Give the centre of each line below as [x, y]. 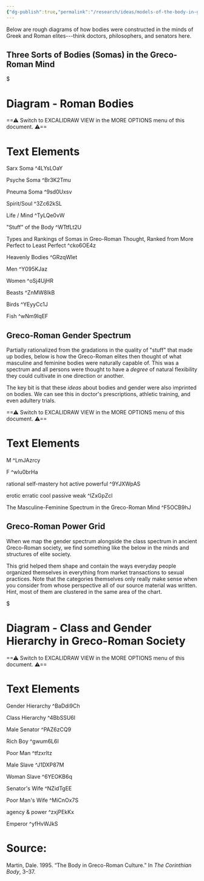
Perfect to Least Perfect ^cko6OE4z [51, 245]
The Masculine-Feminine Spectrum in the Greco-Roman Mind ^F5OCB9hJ [99, 507]
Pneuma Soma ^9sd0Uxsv [39, 192]
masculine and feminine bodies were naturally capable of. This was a [93, 363]
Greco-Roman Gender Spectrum [69, 335]
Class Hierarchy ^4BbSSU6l [41, 717]
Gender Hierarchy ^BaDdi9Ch [43, 706]
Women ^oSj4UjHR [30, 281]
